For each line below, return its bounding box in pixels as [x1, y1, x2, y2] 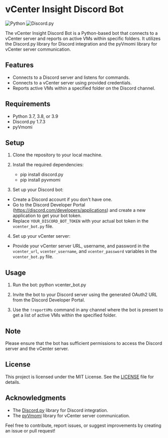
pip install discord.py [20, 171, 64, 178]
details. [5, 379, 21, 385]
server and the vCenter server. [5, 345, 69, 352]
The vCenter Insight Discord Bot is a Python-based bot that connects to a [5, 30, 158, 36]
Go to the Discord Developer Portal [12, 202, 86, 208]
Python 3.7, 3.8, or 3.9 [12, 113, 59, 119]
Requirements [5, 100, 50, 108]
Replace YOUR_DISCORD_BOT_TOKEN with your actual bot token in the [12, 218, 149, 224]
